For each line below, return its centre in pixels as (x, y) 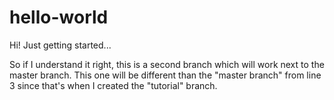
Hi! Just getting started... (60, 45)
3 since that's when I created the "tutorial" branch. (113, 85)
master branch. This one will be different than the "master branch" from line (165, 75)
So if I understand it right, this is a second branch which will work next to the (167, 64)
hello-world (59, 17)
